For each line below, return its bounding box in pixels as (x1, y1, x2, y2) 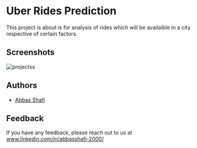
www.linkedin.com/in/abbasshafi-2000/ (6, 136, 104, 143)
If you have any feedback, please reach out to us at (6, 129, 133, 136)
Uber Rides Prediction (6, 4, 117, 18)
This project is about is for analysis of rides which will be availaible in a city (6, 24, 191, 31)
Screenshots (6, 48, 55, 58)
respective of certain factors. (6, 30, 78, 37)
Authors (6, 80, 38, 90)
